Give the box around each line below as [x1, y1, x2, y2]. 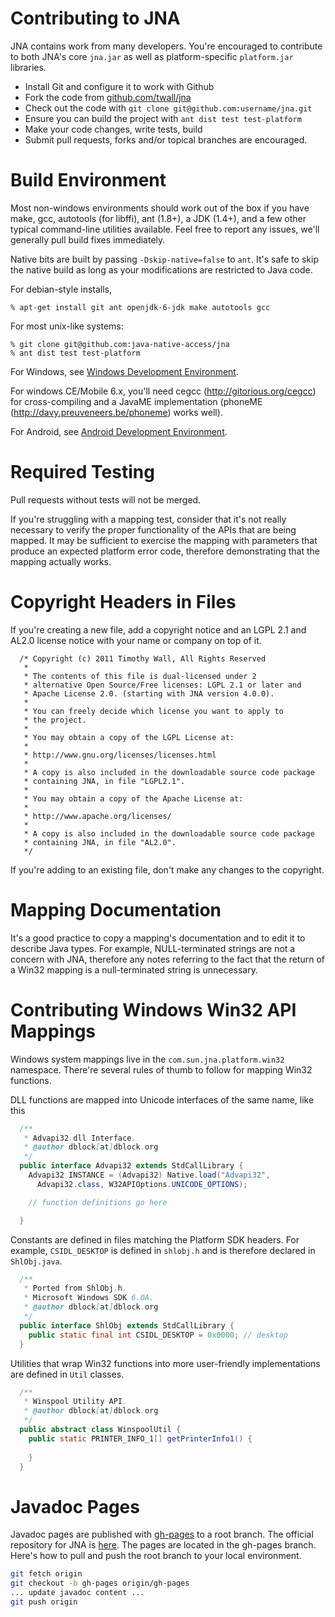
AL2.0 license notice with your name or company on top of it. [10, 634, 262, 646]
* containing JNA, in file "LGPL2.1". [23, 776, 186, 786]
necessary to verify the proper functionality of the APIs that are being [10, 523, 297, 536]
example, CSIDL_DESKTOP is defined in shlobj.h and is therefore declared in [10, 1244, 316, 1256]
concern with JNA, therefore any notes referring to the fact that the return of [10, 953, 326, 965]
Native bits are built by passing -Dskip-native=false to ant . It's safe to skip [10, 253, 320, 265]
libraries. [10, 61, 47, 73]
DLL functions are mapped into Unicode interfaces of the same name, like [10, 1093, 315, 1106]
